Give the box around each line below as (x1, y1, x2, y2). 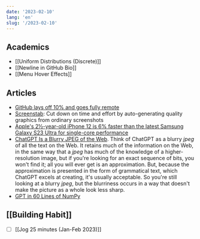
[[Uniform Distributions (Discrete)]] (14, 58, 101, 65)
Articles (6, 88, 37, 98)
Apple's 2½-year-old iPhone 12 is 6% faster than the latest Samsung (14, 123, 184, 130)
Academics (6, 42, 50, 52)
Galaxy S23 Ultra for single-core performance (14, 129, 129, 136)
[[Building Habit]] (6, 210, 72, 220)
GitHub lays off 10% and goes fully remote (14, 104, 120, 111)
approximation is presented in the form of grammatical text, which (14, 167, 178, 174)
